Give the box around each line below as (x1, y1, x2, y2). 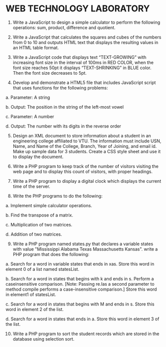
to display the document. (12, 154, 64, 160)
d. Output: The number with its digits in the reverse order (5, 123, 122, 129)
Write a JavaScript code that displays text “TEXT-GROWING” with (12, 54, 147, 60)
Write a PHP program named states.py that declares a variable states (12, 241, 154, 247)
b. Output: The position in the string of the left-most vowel (5, 104, 124, 110)
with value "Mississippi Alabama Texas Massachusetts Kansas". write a (12, 246, 158, 252)
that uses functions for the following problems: (12, 85, 108, 90)
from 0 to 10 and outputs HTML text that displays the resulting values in (12, 39, 159, 45)
